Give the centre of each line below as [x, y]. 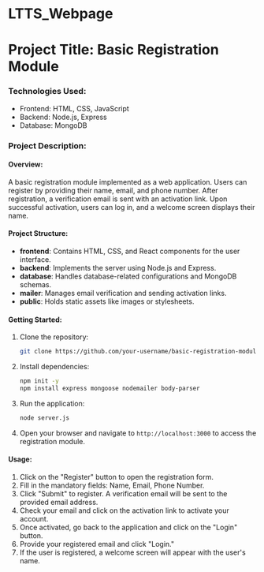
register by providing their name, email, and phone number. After [113, 190]
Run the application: [52, 403]
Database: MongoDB [53, 125]
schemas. [35, 284]
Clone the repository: [54, 337]
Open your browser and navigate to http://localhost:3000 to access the [138, 433]
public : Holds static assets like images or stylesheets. [107, 301]
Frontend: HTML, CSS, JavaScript [74, 108]
